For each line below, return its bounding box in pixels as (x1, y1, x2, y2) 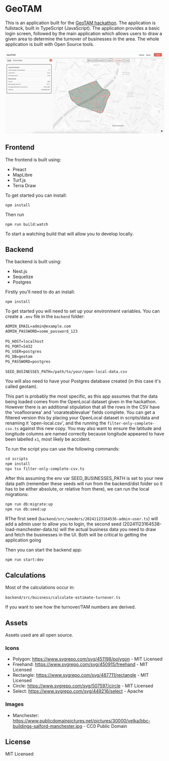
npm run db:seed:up (5, 507, 46, 512)
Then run (5, 211, 24, 218)
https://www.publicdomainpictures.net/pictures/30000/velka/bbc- (12, 718, 150, 724)
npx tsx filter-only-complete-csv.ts (5, 466, 85, 472)
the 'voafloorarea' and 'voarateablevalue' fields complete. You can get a (5, 409, 155, 415)
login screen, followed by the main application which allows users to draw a (5, 30, 162, 36)
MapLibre (12, 172, 33, 178)
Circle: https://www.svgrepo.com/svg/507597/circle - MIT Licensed (12, 683, 153, 689)
